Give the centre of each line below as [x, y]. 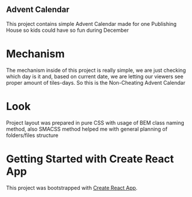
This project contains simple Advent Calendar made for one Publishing [92, 24]
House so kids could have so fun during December [68, 30]
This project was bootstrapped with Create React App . [72, 188]
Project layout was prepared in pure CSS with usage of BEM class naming [95, 122]
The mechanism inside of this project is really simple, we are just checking [96, 70]
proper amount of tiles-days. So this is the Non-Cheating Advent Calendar [96, 82]
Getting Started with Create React [90, 159]
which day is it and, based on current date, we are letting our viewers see [95, 76]
